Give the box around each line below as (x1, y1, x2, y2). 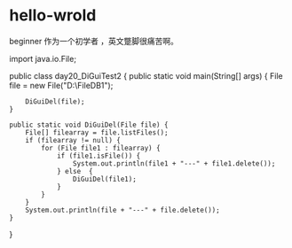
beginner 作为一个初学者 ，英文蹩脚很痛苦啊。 (9, 35, 179, 46)
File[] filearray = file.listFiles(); (25, 128, 169, 137)
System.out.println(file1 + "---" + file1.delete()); (72, 159, 276, 168)
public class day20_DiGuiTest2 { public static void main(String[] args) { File (9, 70, 283, 81)
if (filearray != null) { (25, 136, 122, 144)
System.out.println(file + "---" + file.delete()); (25, 205, 220, 214)
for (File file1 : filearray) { (41, 143, 162, 152)
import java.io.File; (9, 53, 77, 64)
